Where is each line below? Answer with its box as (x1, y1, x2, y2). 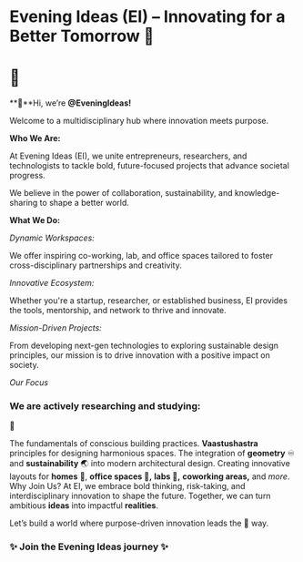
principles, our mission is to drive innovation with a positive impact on (9, 350, 270, 361)
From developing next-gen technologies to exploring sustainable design (9, 340, 279, 352)
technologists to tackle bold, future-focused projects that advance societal (9, 160, 289, 171)
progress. (9, 170, 45, 181)
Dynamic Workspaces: (9, 232, 96, 243)
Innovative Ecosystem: (9, 278, 95, 289)
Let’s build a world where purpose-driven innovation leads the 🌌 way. (9, 517, 269, 529)
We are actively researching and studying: (9, 400, 201, 413)
